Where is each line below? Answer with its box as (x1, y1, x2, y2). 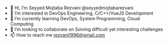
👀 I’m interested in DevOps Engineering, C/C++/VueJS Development (10, 10, 154, 16)
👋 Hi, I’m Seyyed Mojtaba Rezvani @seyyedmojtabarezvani (10, 5, 134, 11)
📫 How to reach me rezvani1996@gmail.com (10, 32, 105, 38)
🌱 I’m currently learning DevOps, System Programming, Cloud (10, 16, 140, 21)
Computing (10, 21, 34, 27)
